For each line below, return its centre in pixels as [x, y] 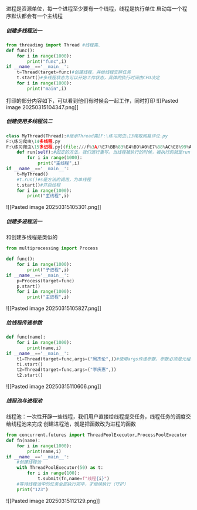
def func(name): [26, 337]
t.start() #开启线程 [38, 185]
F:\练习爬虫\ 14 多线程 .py [33, 141]
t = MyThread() [33, 174]
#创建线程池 [29, 462]
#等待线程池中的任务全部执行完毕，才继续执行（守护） [73, 484]
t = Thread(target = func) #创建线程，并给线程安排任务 [74, 72]
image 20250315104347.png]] [43, 107]
